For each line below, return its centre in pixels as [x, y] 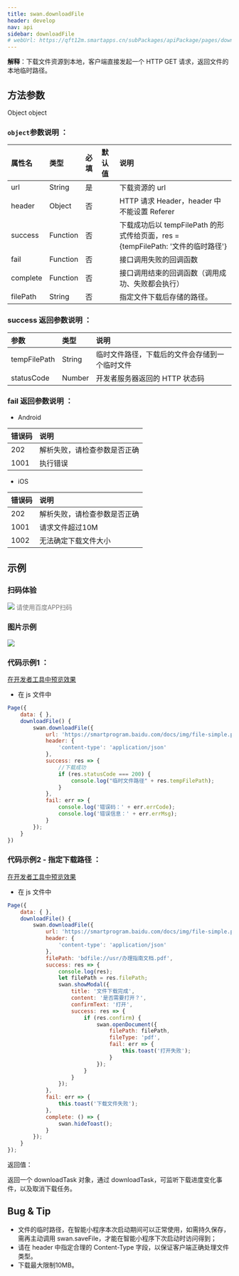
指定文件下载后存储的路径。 [166, 297]
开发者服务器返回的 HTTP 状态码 [150, 378]
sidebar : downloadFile [41, 34]
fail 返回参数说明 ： [40, 401]
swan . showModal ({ [84, 985]
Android [29, 417]
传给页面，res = [153, 236]
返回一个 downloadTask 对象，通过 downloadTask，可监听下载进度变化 [112, 1180]
